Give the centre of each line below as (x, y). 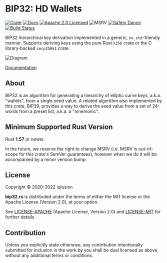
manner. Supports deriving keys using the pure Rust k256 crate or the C (78, 42)
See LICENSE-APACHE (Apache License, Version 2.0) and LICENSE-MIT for (83, 212)
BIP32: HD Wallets (44, 9)
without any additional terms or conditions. (49, 255)
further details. (20, 217)
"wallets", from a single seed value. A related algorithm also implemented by (84, 100)
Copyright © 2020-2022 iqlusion (39, 187)
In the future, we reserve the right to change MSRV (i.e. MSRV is (71, 148)
